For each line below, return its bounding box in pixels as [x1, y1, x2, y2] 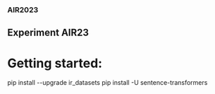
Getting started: [7, 55, 103, 71]
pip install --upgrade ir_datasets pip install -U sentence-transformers [7, 78, 208, 87]
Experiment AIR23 [7, 27, 90, 39]
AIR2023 [7, 5, 39, 15]
